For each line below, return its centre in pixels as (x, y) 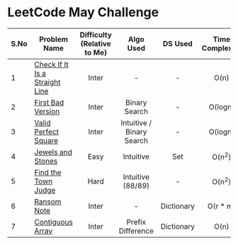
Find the (48, 172)
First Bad (49, 102)
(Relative (96, 43)
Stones (46, 161)
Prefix (136, 222)
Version (47, 111)
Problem (53, 39)
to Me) (96, 52)
